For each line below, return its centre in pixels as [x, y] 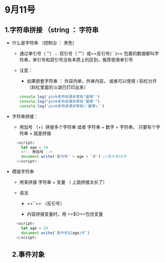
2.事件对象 [28, 254]
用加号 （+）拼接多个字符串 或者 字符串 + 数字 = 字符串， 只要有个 [87, 127]
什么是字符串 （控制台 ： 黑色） [44, 43]
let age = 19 [35, 147]
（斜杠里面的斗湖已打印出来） [57, 87]
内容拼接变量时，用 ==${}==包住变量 [65, 214]
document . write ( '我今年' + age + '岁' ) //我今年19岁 [74, 157]
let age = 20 [35, 228]
